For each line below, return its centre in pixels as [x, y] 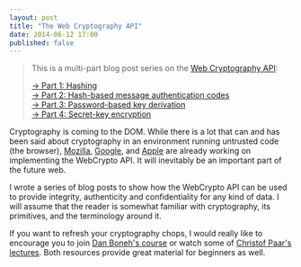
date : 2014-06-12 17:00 [54, 34]
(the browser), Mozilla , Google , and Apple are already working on [130, 151]
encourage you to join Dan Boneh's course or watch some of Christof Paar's [150, 243]
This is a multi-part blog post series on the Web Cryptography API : [155, 68]
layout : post [34, 18]
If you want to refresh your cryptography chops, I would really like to [136, 234]
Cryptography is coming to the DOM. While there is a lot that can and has [145, 132]
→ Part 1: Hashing [64, 85]
